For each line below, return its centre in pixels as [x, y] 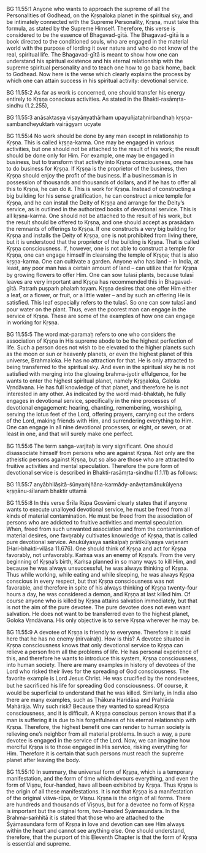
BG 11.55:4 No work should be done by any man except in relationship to [97, 136]
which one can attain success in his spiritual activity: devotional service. [97, 80]
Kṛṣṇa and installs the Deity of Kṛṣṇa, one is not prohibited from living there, [102, 235]
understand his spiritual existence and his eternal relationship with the [95, 61]
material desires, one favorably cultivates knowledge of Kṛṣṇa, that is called [102, 536]
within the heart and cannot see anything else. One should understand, [96, 831]
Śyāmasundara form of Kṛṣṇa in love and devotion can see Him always [96, 824]
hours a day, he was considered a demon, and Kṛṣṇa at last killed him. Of [98, 594]
